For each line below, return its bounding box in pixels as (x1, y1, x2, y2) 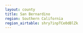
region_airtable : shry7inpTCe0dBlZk (5, 20, 78, 26)
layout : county (5, 7, 36, 12)
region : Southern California (5, 16, 63, 21)
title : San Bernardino (5, 12, 50, 16)
